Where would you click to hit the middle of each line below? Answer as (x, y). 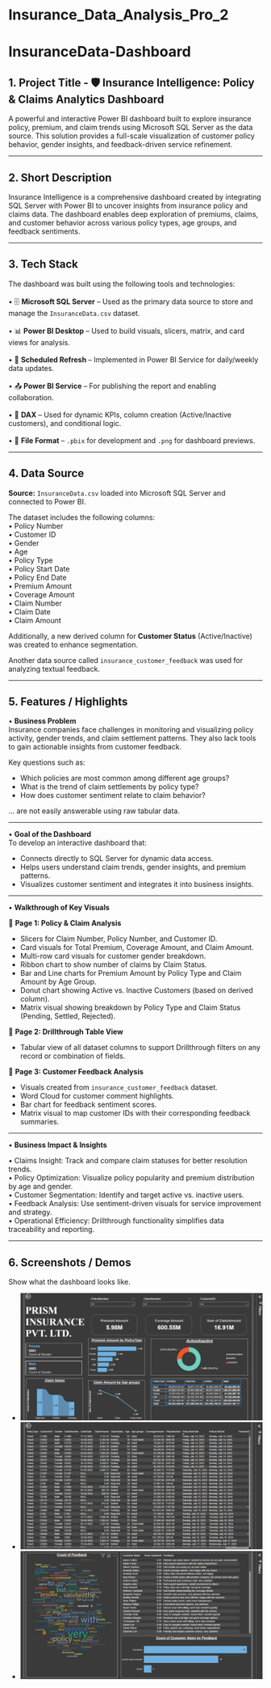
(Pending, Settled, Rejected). (68, 1016)
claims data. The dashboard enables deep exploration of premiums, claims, (133, 214)
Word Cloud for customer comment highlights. (97, 1096)
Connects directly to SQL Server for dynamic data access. (117, 859)
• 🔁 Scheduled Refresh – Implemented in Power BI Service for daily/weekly (133, 359)
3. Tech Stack (44, 264)
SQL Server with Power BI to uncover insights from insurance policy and (128, 205)
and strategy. (30, 1212)
